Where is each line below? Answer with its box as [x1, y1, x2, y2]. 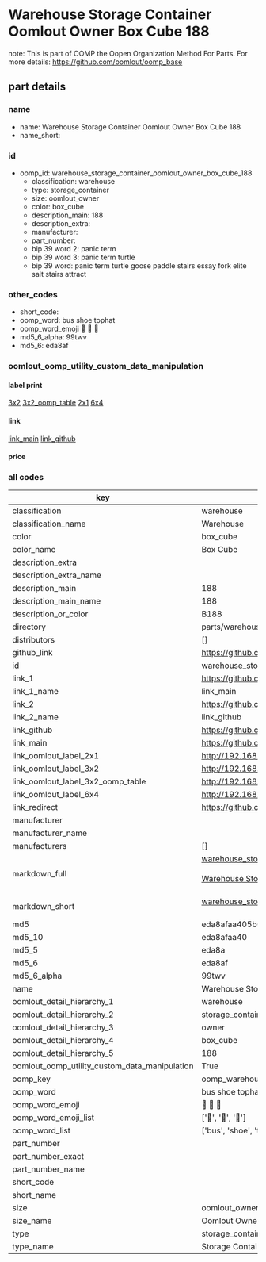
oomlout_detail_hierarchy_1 [12, 996, 114, 1007]
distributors [12, 635, 55, 646]
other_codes [8, 289, 58, 300]
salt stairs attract [31, 269, 87, 278]
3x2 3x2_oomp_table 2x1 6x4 [8, 398, 104, 408]
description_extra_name [12, 570, 101, 581]
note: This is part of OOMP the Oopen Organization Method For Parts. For [8, 48, 248, 58]
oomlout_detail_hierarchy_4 [12, 1035, 114, 1046]
